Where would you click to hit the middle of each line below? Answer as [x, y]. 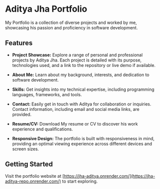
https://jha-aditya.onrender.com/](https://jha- [110, 176]
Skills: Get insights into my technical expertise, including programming [83, 89]
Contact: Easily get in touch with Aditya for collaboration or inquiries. [81, 104]
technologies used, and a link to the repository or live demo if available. [84, 65]
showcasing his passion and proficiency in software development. [71, 27]
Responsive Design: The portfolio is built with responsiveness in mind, [83, 138]
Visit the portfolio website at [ [35, 176]
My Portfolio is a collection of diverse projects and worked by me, [71, 22]
